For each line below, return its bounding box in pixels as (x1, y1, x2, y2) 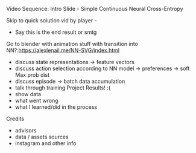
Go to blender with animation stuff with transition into (6, 41, 139, 47)
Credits (6, 115, 25, 122)
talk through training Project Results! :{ (14, 84, 111, 91)
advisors (14, 127, 37, 134)
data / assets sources (14, 133, 69, 140)
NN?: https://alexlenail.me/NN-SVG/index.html (6, 47, 119, 54)
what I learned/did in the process (14, 103, 98, 111)
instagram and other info (14, 140, 77, 147)
